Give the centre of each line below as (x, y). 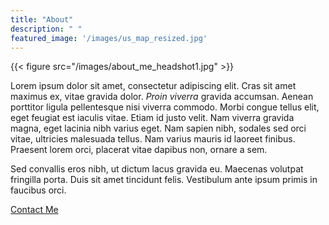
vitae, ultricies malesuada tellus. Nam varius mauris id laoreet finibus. (153, 139)
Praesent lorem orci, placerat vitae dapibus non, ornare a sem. (139, 150)
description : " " (46, 29)
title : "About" (42, 19)
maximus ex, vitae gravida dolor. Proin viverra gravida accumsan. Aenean (162, 97)
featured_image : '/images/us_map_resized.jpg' (109, 38)
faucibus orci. (38, 190)
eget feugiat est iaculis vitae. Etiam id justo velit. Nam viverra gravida (152, 118)
